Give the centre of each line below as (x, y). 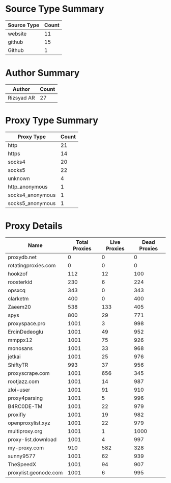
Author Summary (42, 73)
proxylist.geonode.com (35, 472)
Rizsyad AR (21, 97)
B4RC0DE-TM (25, 406)
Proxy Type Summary (52, 121)
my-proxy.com (26, 448)
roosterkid (20, 282)
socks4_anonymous (32, 195)
